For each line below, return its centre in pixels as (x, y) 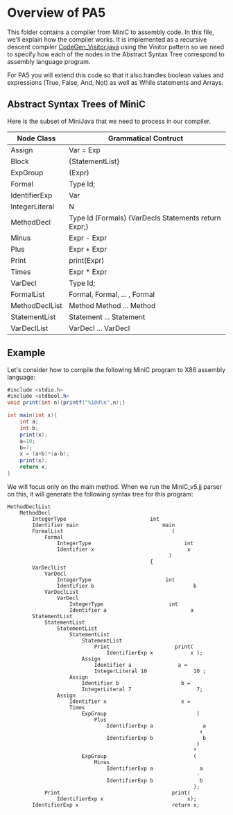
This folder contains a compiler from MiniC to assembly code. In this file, (111, 32)
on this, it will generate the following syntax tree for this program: (100, 494)
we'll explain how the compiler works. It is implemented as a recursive (107, 39)
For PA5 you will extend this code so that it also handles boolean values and (115, 75)
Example (26, 353)
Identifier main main (104, 525)
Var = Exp (85, 150)
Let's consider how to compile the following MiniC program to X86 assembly (116, 369)
